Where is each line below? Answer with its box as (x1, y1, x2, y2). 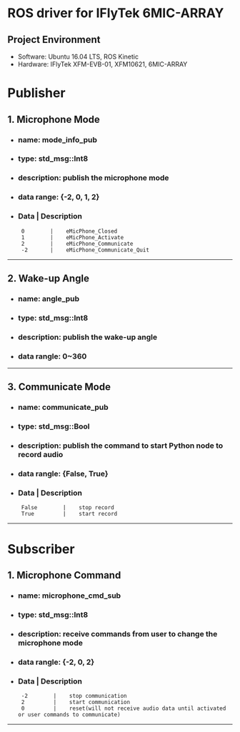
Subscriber (7, 541, 75, 557)
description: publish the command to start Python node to (17, 441, 224, 451)
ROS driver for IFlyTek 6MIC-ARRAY (7, 5, 224, 21)
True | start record (21, 511, 118, 518)
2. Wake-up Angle (7, 272, 89, 284)
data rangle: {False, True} (17, 469, 109, 479)
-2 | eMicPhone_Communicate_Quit (21, 246, 150, 254)
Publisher (7, 85, 66, 101)
